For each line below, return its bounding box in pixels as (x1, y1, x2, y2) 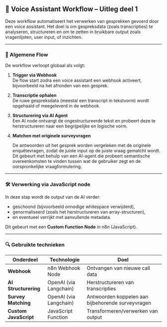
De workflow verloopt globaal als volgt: (5, 63, 85, 69)
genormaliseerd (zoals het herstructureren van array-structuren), (12, 209, 146, 215)
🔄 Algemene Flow (5, 51, 48, 58)
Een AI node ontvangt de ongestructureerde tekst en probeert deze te (12, 118, 156, 124)
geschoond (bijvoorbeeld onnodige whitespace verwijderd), (12, 204, 135, 210)
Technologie (49, 256, 80, 263)
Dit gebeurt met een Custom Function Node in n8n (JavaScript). (5, 224, 138, 230)
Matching (7, 299, 31, 306)
